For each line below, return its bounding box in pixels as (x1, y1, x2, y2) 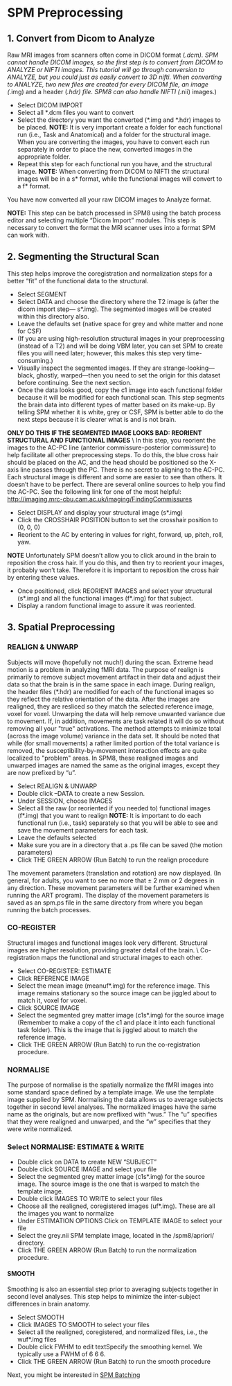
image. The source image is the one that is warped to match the (17, 1180, 199, 1189)
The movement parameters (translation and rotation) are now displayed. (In (7, 869, 222, 877)
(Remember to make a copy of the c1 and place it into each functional (17, 1018, 215, 1027)
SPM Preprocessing (7, 5, 123, 21)
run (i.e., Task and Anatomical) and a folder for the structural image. (17, 130, 211, 139)
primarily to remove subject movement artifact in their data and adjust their (7, 673, 221, 681)
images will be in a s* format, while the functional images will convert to (17, 175, 223, 183)
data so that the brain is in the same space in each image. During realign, (7, 680, 216, 688)
